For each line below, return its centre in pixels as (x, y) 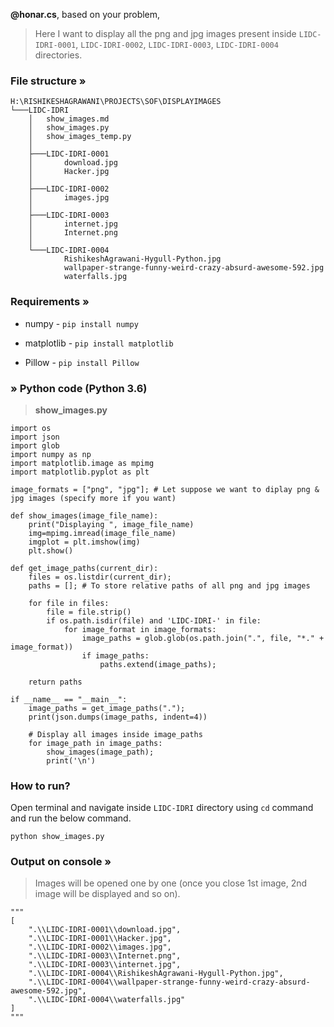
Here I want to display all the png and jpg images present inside (165, 33)
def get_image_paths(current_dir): (84, 568)
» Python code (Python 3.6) (79, 388)
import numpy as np (51, 454)
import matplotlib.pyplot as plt (80, 472)
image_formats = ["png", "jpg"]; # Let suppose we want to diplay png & (165, 489)
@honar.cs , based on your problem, (85, 14)
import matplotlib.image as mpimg (82, 463)
